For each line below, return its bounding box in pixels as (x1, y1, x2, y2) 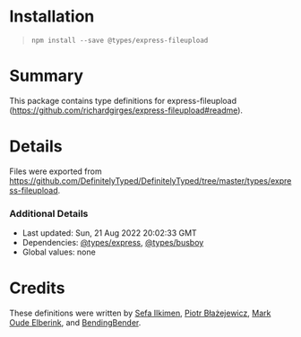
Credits (9, 278, 65, 298)
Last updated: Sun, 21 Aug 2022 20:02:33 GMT (21, 228, 197, 238)
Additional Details (9, 207, 89, 220)
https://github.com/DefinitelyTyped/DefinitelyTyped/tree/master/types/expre (9, 175, 292, 186)
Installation (9, 6, 95, 27)
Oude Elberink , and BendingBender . (9, 317, 142, 328)
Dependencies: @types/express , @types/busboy (21, 238, 204, 248)
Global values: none (21, 246, 96, 257)
